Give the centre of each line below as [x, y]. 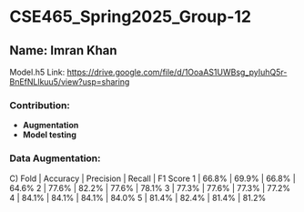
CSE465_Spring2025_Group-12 [131, 17]
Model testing [50, 135]
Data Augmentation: [56, 158]
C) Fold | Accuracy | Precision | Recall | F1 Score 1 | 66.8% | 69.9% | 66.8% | [152, 178]
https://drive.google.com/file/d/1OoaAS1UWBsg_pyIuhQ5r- [177, 72]
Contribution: [40, 105]
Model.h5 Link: [37, 72]
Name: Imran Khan [63, 50]
